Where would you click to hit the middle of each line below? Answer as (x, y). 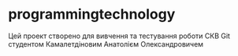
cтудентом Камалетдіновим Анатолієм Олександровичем (106, 44)
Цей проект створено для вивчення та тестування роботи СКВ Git (119, 36)
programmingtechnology (92, 14)
